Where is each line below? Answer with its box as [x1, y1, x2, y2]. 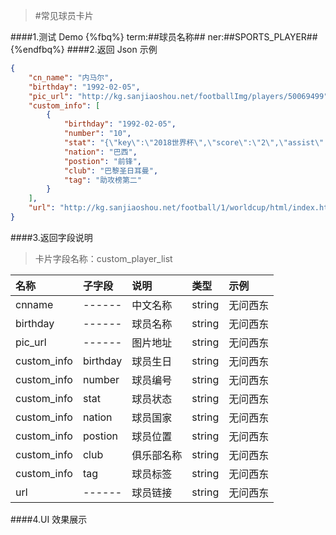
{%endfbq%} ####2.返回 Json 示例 [10, 44, 158, 55]
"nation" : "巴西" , [63, 147, 138, 157]
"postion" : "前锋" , [63, 156, 142, 166]
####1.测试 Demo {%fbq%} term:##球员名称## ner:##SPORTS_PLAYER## [10, 31, 318, 43]
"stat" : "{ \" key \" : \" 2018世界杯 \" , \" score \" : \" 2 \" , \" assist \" [63, 138, 325, 148]
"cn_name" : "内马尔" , [28, 72, 114, 83]
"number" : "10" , [63, 129, 132, 139]
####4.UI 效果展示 [10, 513, 88, 525]
